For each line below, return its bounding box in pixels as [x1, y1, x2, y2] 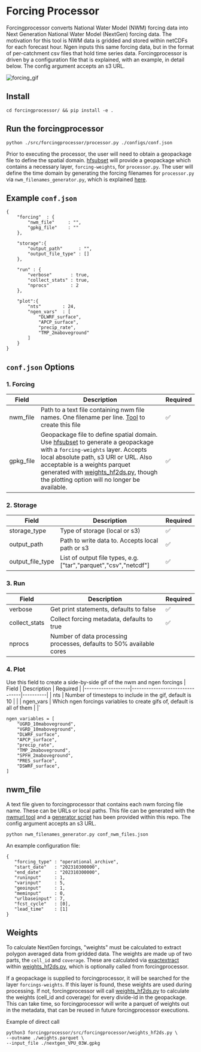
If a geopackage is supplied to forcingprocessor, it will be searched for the [6, 974, 190, 982]
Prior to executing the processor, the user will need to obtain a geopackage [6, 150, 192, 157]
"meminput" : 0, [14, 890, 66, 896]
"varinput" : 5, [14, 880, 66, 886]
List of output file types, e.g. [60, 554, 139, 562]
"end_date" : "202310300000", [14, 869, 100, 875]
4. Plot [6, 665, 26, 673]
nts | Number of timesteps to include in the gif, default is [53, 691, 191, 698]
